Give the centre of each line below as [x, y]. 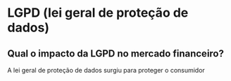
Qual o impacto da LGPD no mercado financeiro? [115, 53]
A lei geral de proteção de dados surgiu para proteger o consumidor [106, 70]
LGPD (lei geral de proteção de [98, 13]
